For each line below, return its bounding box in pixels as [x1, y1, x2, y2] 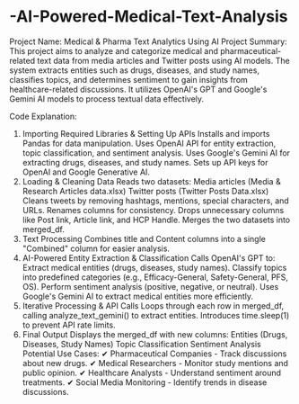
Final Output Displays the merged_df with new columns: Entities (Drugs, [22, 328, 288, 339]
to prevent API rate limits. [22, 319, 116, 330]
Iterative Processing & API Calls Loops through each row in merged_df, [22, 300, 285, 311]
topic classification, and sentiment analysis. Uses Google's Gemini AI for [22, 147, 290, 158]
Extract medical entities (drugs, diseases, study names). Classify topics [22, 262, 287, 273]
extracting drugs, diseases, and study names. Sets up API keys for [22, 157, 268, 167]
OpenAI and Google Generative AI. [22, 166, 151, 177]
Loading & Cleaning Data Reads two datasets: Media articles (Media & [22, 175, 281, 186]
